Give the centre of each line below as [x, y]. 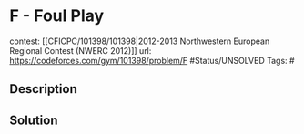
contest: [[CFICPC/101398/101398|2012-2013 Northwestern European [140, 41]
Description [43, 89]
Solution [34, 120]
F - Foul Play [57, 16]
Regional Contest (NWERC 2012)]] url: [81, 50]
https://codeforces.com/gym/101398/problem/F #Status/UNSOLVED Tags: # [152, 60]
